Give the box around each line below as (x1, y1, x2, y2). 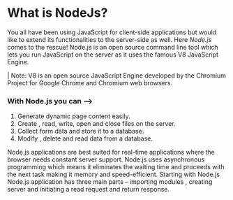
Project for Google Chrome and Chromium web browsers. (7, 78, 173, 87)
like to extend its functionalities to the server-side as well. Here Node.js (7, 35, 212, 43)
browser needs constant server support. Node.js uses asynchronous (7, 155, 205, 164)
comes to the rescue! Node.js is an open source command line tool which (7, 43, 218, 51)
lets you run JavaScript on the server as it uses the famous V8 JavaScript (7, 50, 218, 59)
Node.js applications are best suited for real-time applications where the (7, 148, 215, 157)
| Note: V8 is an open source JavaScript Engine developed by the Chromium (7, 71, 227, 80)
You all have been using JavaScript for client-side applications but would (7, 28, 217, 36)
